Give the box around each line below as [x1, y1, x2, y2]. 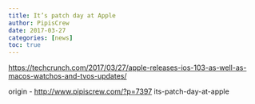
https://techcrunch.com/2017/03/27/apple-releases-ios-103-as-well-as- [8, 63, 247, 72]
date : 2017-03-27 [8, 26, 66, 34]
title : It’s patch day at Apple [8, 11, 116, 20]
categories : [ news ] [8, 33, 74, 42]
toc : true [8, 41, 42, 49]
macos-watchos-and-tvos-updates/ [8, 71, 127, 81]
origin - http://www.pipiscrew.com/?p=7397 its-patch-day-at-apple [8, 87, 229, 96]
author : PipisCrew [8, 19, 70, 27]
